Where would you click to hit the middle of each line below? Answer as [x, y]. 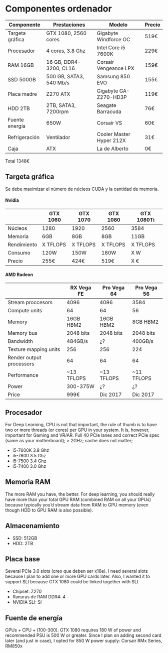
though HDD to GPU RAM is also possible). [49, 510]
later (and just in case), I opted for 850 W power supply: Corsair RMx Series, [84, 641]
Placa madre [22, 94]
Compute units [25, 311]
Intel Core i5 [111, 47]
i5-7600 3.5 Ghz [29, 455]
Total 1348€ [17, 161]
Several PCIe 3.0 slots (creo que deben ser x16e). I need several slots [77, 571]
